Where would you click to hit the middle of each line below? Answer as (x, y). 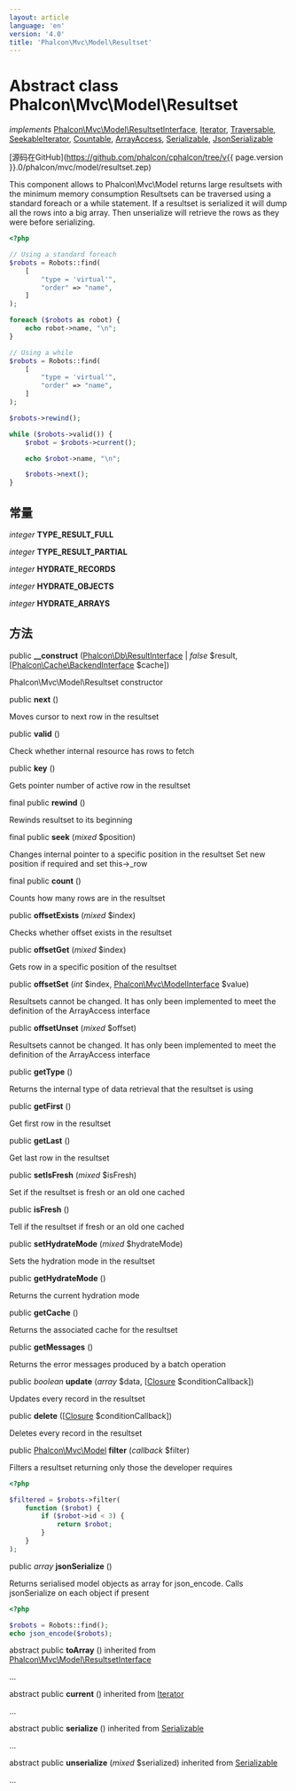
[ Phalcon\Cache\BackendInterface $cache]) (90, 665)
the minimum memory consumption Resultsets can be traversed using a (140, 194)
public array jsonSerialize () (61, 1566)
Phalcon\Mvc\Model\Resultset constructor (86, 682)
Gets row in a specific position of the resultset (93, 967)
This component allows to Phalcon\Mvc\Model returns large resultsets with (146, 185)
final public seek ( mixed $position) (72, 836)
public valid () (35, 733)
